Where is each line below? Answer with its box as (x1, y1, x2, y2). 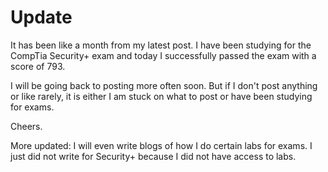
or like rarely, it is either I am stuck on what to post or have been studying (10, 90, 313, 102)
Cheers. (10, 120, 43, 132)
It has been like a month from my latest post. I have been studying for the (10, 39, 312, 51)
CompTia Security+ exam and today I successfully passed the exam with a (10, 49, 317, 61)
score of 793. (10, 60, 66, 72)
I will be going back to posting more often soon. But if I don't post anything (10, 79, 318, 91)
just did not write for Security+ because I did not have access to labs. (10, 150, 297, 162)
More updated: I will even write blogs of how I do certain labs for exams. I (10, 139, 313, 151)
